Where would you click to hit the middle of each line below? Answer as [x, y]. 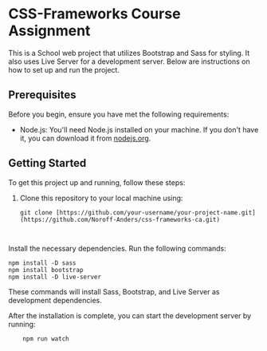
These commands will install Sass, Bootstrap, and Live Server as [114, 291]
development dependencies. [55, 300]
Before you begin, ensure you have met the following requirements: [119, 114]
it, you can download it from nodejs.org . [85, 138]
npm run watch [46, 339]
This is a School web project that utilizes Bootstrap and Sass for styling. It [129, 53]
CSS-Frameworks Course [94, 14]
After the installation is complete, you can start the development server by [130, 315]
